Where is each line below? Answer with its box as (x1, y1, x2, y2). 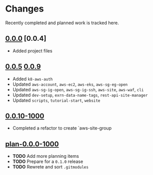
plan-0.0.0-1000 (5, 140, 59, 148)
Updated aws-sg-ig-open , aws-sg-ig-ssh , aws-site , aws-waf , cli (12, 86, 144, 92)
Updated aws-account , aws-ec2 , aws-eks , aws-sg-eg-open (12, 81, 128, 87)
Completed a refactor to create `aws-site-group (12, 125, 112, 131)
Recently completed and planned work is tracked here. (5, 20, 119, 26)
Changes (5, 3, 44, 15)
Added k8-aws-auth (12, 76, 53, 82)
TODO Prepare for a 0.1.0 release (12, 158, 83, 164)
